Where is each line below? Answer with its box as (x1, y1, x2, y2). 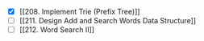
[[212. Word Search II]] (19, 25, 94, 35)
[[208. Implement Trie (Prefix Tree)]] (19, 7, 140, 16)
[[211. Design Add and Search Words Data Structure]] (19, 16, 197, 26)
